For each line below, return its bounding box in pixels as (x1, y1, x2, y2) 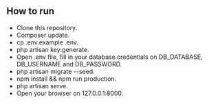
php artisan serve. (16, 81, 68, 90)
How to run (6, 5, 55, 17)
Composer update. (16, 31, 70, 39)
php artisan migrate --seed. (16, 67, 96, 75)
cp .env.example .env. (16, 38, 79, 47)
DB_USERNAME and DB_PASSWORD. (16, 60, 122, 68)
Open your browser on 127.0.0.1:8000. (16, 89, 124, 97)
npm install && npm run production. (16, 75, 117, 83)
